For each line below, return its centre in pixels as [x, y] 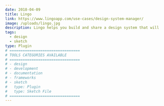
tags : [11, 32]
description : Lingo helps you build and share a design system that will [82, 28]
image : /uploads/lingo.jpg [33, 23]
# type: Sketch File [28, 91]
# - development [22, 69]
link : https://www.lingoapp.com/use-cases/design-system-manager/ [74, 19]
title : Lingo [18, 14]
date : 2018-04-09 [23, 10]
